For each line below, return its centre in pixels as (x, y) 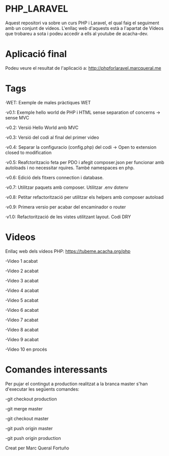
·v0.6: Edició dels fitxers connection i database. (54, 177)
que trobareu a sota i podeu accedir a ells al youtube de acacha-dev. (77, 33)
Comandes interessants (56, 369)
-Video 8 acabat (22, 329)
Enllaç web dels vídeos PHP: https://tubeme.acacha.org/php (68, 251)
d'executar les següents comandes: (42, 389)
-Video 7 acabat (22, 320)
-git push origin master (29, 428)
